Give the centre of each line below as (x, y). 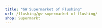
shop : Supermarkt (23, 18)
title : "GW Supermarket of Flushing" (44, 9)
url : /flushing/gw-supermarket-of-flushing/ (51, 14)
